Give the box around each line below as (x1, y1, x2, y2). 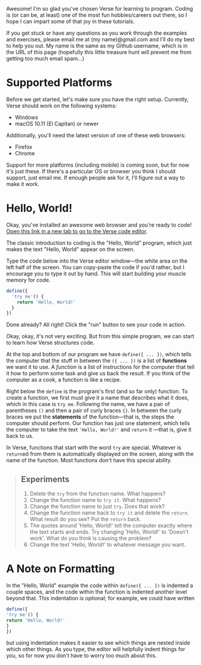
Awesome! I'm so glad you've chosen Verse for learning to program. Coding (6, 5, 193, 12)
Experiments (20, 474, 70, 485)
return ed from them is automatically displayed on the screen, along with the (6, 450, 194, 458)
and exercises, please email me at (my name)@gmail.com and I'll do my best (6, 36, 195, 43)
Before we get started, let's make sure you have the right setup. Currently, (6, 95, 189, 103)
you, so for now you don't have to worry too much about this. (6, 652, 157, 659)
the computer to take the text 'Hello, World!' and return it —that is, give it (6, 426, 192, 434)
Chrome (14, 149, 35, 157)
